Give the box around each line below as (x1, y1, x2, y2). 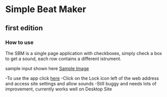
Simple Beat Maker (5, 4, 86, 15)
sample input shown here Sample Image (5, 65, 89, 71)
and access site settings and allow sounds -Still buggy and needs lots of (5, 80, 157, 86)
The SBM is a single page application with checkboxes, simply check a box (5, 50, 162, 56)
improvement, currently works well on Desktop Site (5, 86, 112, 92)
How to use (5, 39, 34, 46)
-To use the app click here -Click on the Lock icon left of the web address (5, 75, 159, 81)
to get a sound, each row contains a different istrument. (5, 56, 122, 62)
